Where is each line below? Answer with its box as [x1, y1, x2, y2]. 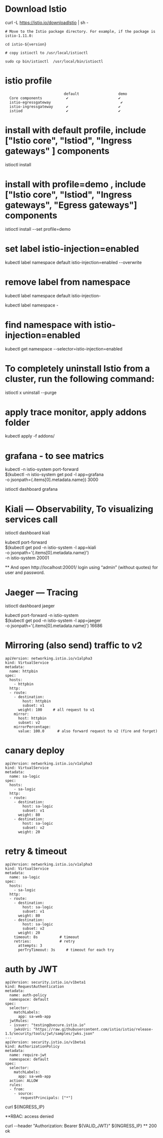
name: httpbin [9, 669, 38, 674]
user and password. [5, 569, 45, 575]
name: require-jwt [9, 1052, 47, 1057]
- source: [14, 1091, 34, 1096]
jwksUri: [14, 1027, 32, 1032]
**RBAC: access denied [5, 1114, 54, 1119]
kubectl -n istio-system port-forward [5, 466, 79, 472]
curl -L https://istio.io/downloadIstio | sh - [5, 20, 89, 25]
